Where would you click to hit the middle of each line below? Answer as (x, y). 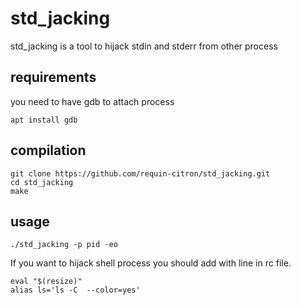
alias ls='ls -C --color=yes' (75, 290)
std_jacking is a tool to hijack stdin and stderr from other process (144, 46)
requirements (53, 77)
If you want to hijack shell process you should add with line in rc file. (151, 263)
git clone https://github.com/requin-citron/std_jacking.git (140, 173)
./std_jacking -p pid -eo (64, 245)
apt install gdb (44, 120)
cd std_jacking (42, 182)
